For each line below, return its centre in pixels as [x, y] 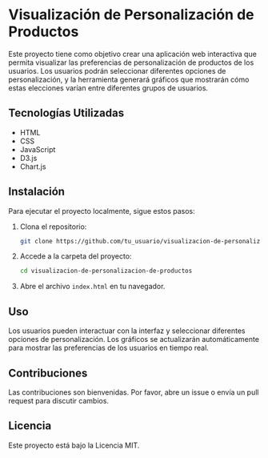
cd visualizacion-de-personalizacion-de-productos [106, 271]
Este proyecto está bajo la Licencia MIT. [74, 445]
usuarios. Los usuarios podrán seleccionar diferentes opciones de [117, 70]
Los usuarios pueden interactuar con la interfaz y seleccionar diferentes [127, 331]
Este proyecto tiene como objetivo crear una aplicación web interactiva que [133, 54]
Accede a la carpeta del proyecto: [76, 256]
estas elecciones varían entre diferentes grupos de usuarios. [108, 88]
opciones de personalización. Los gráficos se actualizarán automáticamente [134, 339]
